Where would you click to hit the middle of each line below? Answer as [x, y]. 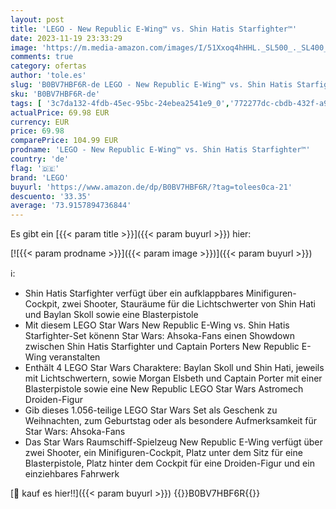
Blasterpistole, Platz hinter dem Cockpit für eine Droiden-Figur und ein [169, 463]
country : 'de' [40, 159]
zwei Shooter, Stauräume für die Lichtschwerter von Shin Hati [188, 304]
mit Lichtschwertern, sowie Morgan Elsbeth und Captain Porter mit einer [173, 378]
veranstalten [74, 357]
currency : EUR [40, 122]
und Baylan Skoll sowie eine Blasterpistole [111, 315]
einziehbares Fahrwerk [72, 474]
